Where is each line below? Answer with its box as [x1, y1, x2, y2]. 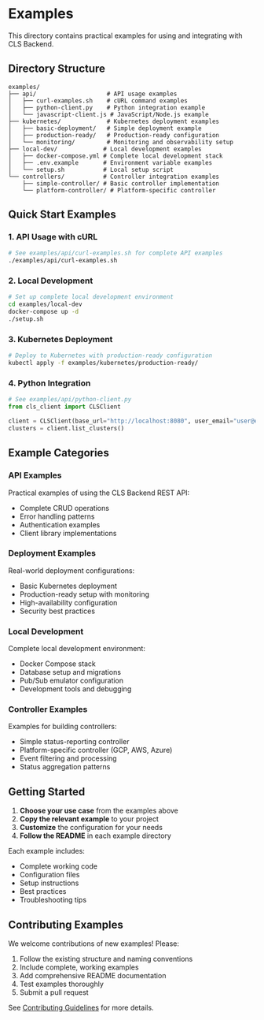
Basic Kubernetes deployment [19, 581, 118, 590]
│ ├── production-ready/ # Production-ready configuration [8, 131, 220, 139]
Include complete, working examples [19, 962, 139, 972]
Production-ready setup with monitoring [19, 589, 150, 599]
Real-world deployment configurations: [8, 565, 135, 575]
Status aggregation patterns [19, 762, 111, 772]
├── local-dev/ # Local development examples [8, 145, 202, 153]
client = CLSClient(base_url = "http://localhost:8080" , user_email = [8, 417, 234, 426]
